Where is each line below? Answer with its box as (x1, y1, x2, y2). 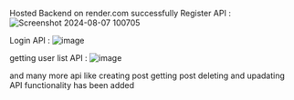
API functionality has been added (9, 80, 135, 90)
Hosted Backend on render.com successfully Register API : (9, 8, 231, 18)
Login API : (9, 35, 50, 45)
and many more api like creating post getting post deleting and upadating (9, 70, 286, 81)
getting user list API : (9, 53, 89, 63)
